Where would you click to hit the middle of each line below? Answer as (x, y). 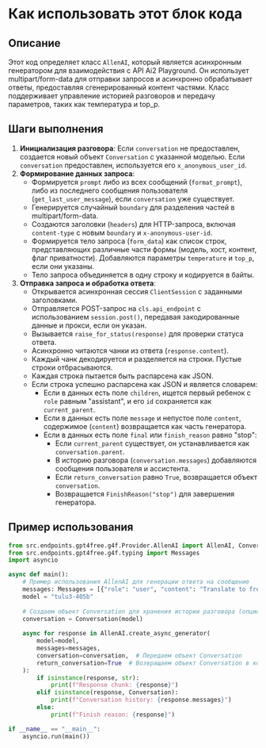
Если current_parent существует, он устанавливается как (152, 443)
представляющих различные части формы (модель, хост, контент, (144, 249)
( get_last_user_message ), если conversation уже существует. (133, 198)
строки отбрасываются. (72, 367)
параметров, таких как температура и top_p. (84, 104)
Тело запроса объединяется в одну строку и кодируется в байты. (143, 274)
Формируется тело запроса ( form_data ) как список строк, (129, 241)
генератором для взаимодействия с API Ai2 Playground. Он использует (129, 71)
